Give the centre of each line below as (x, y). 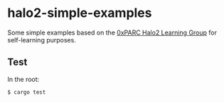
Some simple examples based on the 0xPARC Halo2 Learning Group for (112, 32)
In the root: (23, 79)
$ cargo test (27, 92)
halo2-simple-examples (80, 13)
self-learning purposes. (42, 40)
